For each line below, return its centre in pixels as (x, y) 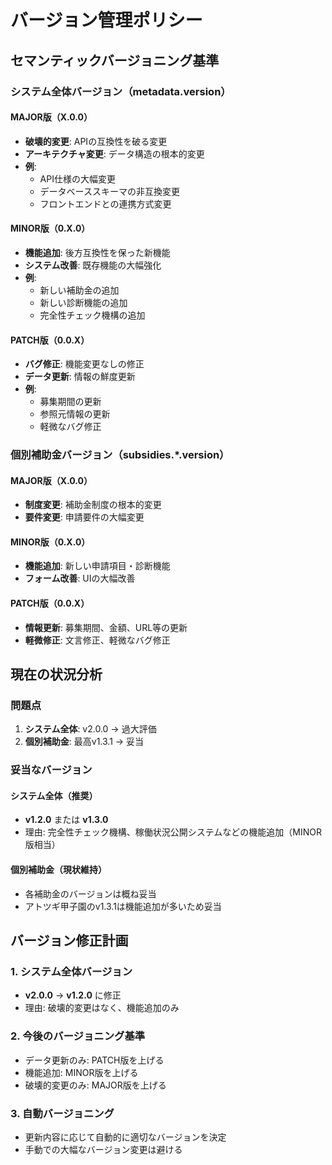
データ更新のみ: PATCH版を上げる (94, 1060)
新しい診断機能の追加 (83, 302)
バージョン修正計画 (69, 941)
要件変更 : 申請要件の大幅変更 (84, 517)
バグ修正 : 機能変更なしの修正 (84, 364)
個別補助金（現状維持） (58, 870)
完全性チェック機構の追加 (92, 315)
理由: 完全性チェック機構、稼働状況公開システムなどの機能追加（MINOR (173, 832)
